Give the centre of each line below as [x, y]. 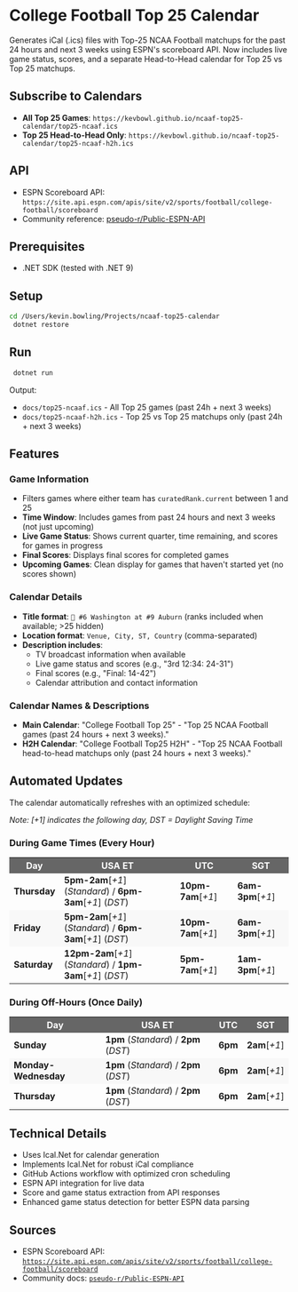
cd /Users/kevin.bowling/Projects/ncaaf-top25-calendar [114, 316]
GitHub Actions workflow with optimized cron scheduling [126, 1174]
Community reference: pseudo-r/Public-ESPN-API [114, 219]
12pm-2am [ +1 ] [98, 953]
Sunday [30, 1045]
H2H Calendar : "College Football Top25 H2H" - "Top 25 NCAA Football [152, 744]
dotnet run [33, 373]
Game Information [49, 479]
